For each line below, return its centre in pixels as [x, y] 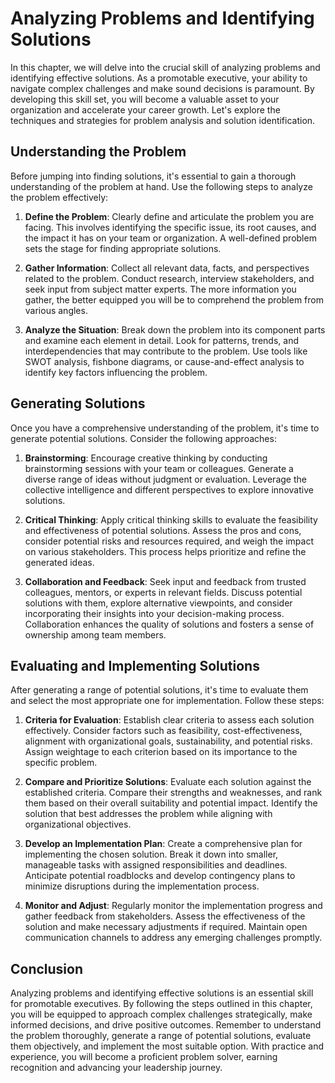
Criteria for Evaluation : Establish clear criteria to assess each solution [169, 720]
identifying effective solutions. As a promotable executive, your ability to [159, 78]
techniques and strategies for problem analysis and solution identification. [163, 120]
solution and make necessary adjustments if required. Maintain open [166, 927]
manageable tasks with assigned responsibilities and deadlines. [156, 865]
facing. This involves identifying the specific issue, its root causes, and [170, 227]
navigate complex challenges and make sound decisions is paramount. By [162, 88]
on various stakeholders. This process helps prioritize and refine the [165, 551]
